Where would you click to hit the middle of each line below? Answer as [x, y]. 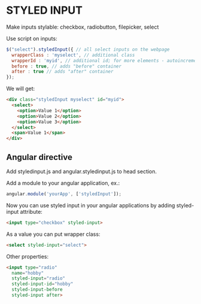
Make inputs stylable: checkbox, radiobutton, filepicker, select [83, 27]
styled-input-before [37, 290]
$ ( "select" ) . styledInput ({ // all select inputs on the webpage [88, 49]
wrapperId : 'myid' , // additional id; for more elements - [88, 60]
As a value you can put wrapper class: [53, 234]
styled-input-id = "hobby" [42, 284]
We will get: [21, 89]
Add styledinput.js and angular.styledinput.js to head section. [82, 171]
